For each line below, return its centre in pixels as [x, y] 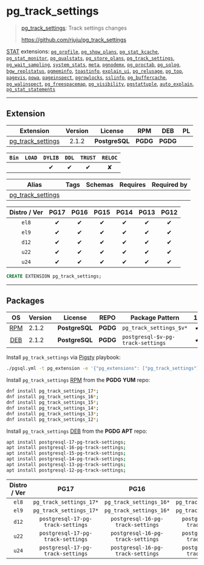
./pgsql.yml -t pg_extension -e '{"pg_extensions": [73, 369]
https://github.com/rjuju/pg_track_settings [73, 39]
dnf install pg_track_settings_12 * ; [53, 420]
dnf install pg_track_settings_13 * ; [53, 413]
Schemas [100, 184]
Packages [25, 301]
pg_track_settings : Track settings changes [74, 28]
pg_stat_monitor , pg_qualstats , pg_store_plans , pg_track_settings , [90, 58]
